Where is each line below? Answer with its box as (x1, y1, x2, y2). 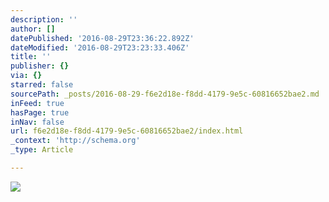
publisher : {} (10, 61, 70, 71)
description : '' (10, 14, 78, 25)
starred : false (10, 80, 74, 90)
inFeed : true (10, 98, 65, 108)
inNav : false (10, 117, 65, 127)
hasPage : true (10, 107, 70, 118)
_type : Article (10, 145, 74, 155)
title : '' (10, 52, 52, 62)
